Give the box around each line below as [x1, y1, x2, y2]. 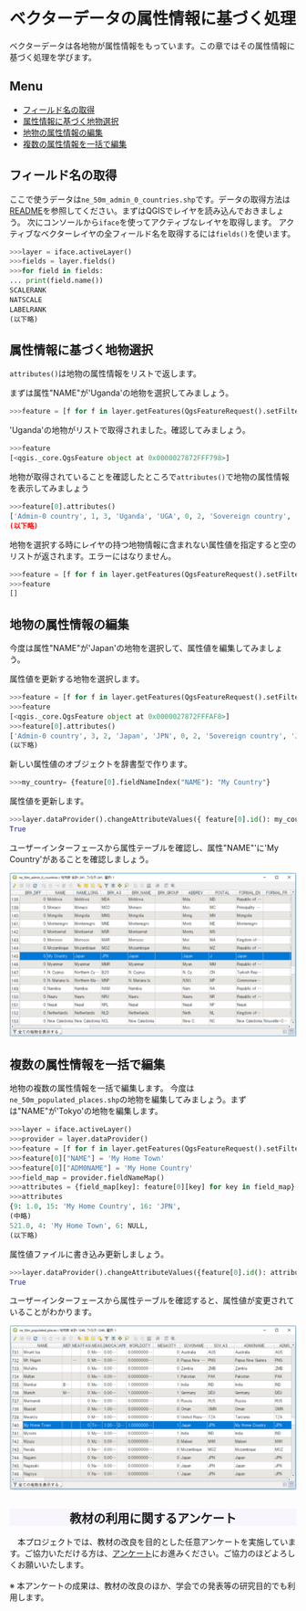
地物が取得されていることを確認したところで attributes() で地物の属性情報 [9, 471, 290, 482]
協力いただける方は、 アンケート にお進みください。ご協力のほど [32, 1548, 272, 1559]
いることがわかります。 [9, 1307, 97, 1318]
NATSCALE [9, 295, 43, 304]
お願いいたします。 [16, 1559, 89, 1571]
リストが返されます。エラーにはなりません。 [9, 550, 177, 562]
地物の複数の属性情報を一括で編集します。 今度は [9, 1083, 195, 1094]
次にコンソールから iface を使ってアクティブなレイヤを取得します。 [26, 216, 277, 227]
